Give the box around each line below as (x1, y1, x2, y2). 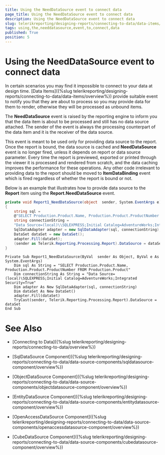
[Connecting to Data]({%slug (12, 339, 71, 345)
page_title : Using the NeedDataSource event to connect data (5, 12, 133, 17)
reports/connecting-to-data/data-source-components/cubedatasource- (12, 439, 158, 445)
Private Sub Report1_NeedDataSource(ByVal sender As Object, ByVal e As (5, 255, 160, 260)
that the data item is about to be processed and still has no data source (5, 118, 149, 124)
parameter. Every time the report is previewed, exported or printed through (5, 154, 157, 160)
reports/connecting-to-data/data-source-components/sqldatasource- (12, 359, 154, 365)
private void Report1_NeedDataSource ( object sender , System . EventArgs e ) (5, 199, 162, 205)
